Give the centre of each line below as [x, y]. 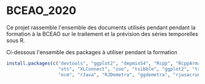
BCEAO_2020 [41, 11]
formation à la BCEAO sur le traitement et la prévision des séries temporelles [102, 33]
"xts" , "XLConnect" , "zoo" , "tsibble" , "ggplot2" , [124, 69]
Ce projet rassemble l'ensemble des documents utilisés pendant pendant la [101, 27]
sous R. [16, 40]
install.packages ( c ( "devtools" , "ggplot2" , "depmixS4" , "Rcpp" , [90, 63]
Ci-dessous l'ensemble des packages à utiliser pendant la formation [92, 52]
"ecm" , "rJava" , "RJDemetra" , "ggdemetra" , [114, 75]
